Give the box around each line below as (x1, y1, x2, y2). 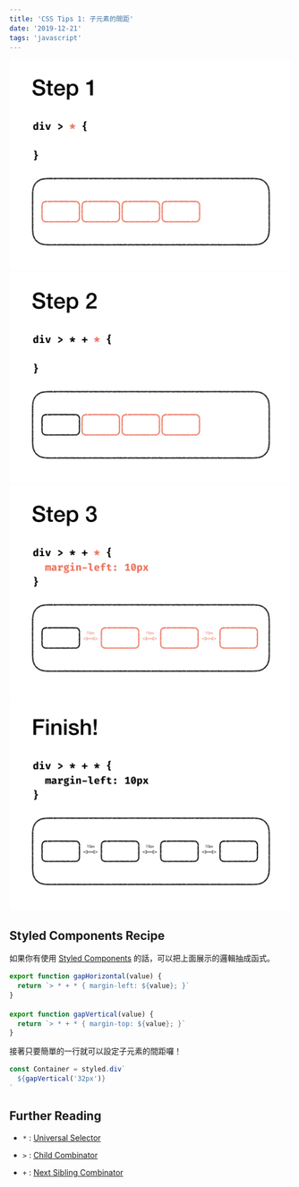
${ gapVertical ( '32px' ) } (17, 1074, 106, 1083)
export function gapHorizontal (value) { (9, 972, 163, 981)
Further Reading (9, 1108, 102, 1123)
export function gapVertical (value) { (9, 1010, 154, 1019)
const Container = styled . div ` (9, 1065, 126, 1074)
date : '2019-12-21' (9, 23, 82, 33)
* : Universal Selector (21, 1132, 101, 1143)
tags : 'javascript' (9, 33, 82, 42)
